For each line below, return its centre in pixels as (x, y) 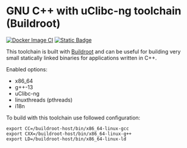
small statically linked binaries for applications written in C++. (82, 58)
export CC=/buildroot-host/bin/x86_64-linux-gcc (68, 128)
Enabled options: (27, 69)
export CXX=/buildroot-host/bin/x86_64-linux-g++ (69, 134)
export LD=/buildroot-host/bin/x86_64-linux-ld (66, 139)
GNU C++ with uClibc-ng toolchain (94, 11)
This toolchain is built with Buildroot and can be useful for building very (93, 51)
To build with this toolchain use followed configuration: (73, 118)
